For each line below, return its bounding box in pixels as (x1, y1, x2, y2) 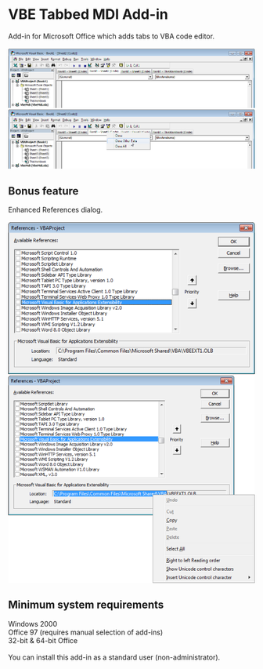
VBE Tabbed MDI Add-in (8, 5, 168, 24)
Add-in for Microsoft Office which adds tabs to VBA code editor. (8, 31, 215, 41)
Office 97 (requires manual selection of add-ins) (8, 627, 164, 637)
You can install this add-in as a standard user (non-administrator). (8, 653, 221, 662)
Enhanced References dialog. (8, 205, 103, 214)
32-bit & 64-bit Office (8, 635, 78, 645)
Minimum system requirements (8, 598, 164, 612)
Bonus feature (8, 184, 79, 198)
